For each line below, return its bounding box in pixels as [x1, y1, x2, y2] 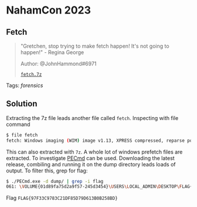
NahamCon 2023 [6, 4, 91, 17]
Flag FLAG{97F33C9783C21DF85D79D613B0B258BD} [6, 195, 118, 202]
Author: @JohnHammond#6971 [20, 60, 97, 67]
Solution [6, 99, 38, 109]
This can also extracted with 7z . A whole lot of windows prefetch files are [6, 148, 183, 155]
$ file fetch [6, 132, 38, 138]
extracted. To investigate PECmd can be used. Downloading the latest [6, 154, 175, 162]
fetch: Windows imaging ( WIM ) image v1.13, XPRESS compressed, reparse [6, 138, 185, 143]
